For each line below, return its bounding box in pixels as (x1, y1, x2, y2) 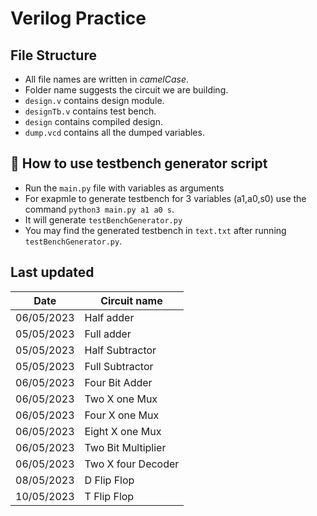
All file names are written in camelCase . (24, 73, 189, 85)
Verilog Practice (10, 7, 147, 30)
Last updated (10, 264, 95, 281)
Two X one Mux (84, 392, 158, 406)
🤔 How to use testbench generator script (10, 155, 268, 172)
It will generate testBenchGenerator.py (24, 213, 183, 226)
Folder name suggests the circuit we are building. (24, 84, 229, 96)
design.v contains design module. (24, 95, 165, 106)
